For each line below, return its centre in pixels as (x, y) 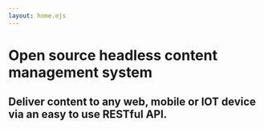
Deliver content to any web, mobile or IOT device (132, 102)
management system (80, 72)
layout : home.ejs (37, 16)
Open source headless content (113, 55)
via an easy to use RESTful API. (88, 114)
